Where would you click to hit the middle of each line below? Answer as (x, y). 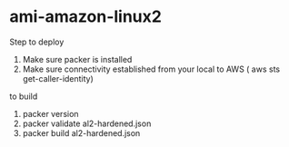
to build (24, 96)
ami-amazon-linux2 (85, 17)
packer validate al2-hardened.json (87, 123)
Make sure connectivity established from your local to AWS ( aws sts (151, 69)
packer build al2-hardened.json (81, 132)
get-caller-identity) (58, 78)
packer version (50, 113)
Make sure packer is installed (77, 59)
